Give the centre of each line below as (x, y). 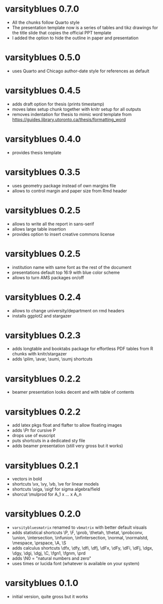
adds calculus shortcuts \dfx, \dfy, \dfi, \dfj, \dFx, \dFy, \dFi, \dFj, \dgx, (83, 548)
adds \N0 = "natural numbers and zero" (51, 558)
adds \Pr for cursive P (34, 430)
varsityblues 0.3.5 (43, 172)
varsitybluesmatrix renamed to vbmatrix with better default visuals (79, 527)
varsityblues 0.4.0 (43, 139)
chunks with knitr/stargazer (39, 354)
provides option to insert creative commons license (63, 234)
